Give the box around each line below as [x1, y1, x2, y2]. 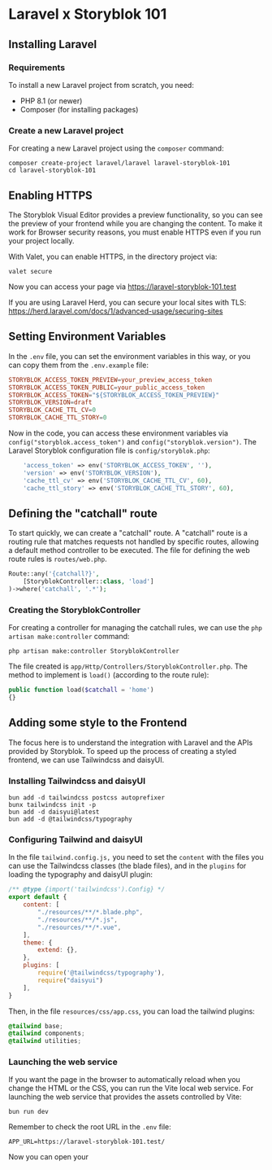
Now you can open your [8, 1152, 89, 1162]
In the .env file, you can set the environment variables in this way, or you [8, 351, 251, 361]
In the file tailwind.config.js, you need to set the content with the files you [8, 852, 264, 862]
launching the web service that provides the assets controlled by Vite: [8, 1092, 242, 1102]
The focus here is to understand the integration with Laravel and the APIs [8, 738, 253, 747]
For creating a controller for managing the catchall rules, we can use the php [8, 623, 262, 633]
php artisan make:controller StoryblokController [8, 647, 180, 655]
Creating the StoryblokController [8, 604, 140, 616]
